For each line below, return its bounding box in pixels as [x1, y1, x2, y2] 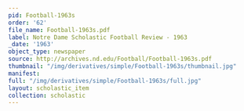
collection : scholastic [8, 91, 86, 99]
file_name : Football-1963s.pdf [8, 26, 111, 34]
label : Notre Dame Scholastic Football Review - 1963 [8, 33, 188, 41]
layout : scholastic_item [8, 84, 89, 92]
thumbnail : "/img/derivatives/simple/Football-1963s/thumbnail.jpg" [8, 63, 237, 70]
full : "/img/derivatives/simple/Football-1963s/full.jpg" [8, 77, 202, 84]
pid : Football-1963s [8, 11, 76, 20]
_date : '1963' [8, 41, 55, 48]
